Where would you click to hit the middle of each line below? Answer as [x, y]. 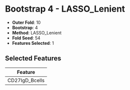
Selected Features [33, 59]
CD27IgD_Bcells [26, 80]
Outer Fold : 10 [26, 22]
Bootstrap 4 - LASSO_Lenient [65, 9]
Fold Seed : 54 [26, 38]
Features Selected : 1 [33, 43]
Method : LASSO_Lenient [37, 33]
